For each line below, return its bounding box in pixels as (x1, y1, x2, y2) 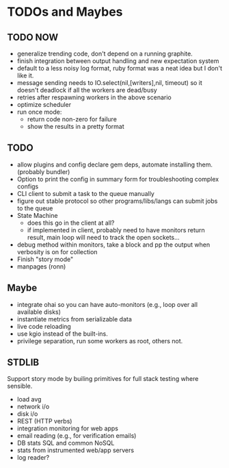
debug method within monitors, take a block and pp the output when (16, 241, 211, 249)
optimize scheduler (16, 101, 72, 108)
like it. (16, 71, 34, 79)
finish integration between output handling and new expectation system (16, 57, 219, 65)
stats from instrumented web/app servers (16, 446, 135, 454)
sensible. (7, 382, 33, 391)
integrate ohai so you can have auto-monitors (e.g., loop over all (16, 300, 198, 308)
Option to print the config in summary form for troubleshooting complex (16, 175, 219, 183)
